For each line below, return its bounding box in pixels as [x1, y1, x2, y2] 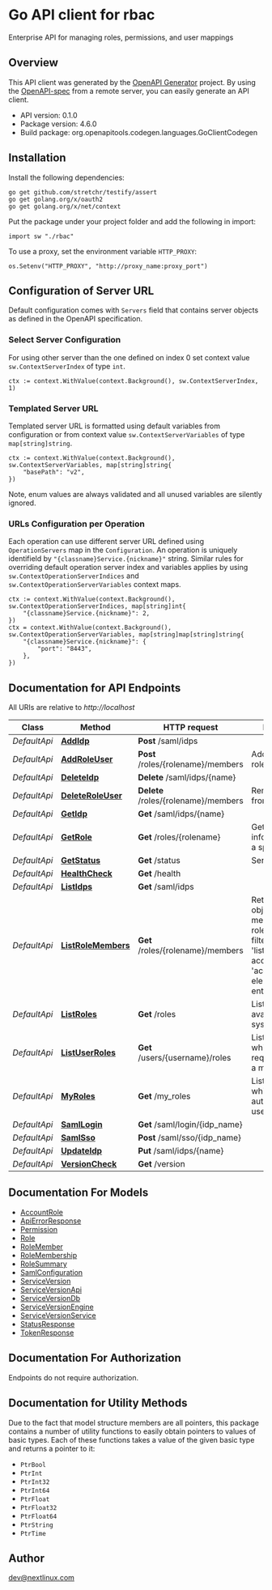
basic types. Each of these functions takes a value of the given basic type [8, 1435, 255, 1444]
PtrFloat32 [19, 1503, 57, 1511]
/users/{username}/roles [138, 1052, 232, 1064]
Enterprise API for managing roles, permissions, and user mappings [8, 32, 234, 42]
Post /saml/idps [138, 735, 198, 746]
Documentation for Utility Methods [8, 1397, 188, 1410]
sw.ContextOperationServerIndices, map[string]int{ [8, 602, 186, 610]
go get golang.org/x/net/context [8, 202, 121, 210]
